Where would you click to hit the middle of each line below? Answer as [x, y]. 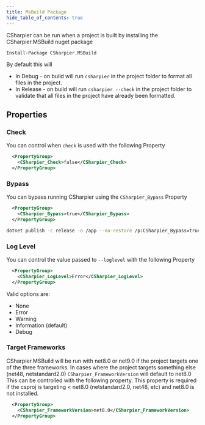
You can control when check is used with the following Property [86, 146]
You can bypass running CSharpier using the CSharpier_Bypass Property [97, 197]
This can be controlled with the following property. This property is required [102, 380]
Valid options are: [28, 294]
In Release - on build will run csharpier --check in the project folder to [103, 89]
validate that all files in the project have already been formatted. [95, 95]
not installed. [23, 393]
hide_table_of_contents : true [45, 18]
